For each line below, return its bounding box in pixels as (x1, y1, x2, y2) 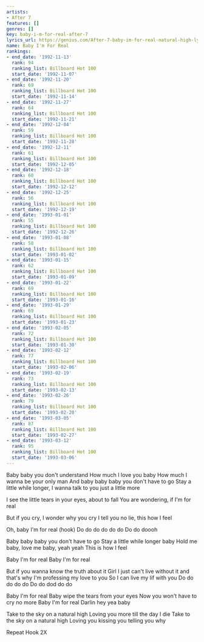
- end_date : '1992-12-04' (6, 122, 72, 128)
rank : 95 (12, 444, 34, 450)
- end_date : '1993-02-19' (6, 370, 72, 376)
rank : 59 (12, 127, 34, 133)
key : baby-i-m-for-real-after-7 (6, 32, 88, 38)
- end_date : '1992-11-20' (6, 76, 72, 83)
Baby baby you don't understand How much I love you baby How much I (6, 471, 188, 478)
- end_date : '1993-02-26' (6, 393, 72, 399)
